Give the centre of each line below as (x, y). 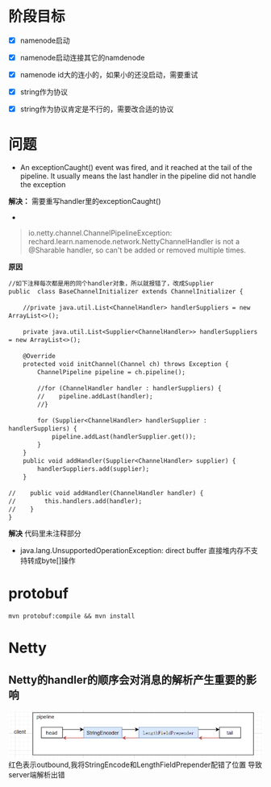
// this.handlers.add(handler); (75, 502)
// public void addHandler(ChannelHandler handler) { (106, 493)
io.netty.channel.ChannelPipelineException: (100, 233)
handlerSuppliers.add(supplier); (94, 469)
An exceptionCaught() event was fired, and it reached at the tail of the (136, 168)
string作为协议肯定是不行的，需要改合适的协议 (97, 109)
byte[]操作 (58, 560)
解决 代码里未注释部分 (45, 534)
